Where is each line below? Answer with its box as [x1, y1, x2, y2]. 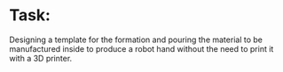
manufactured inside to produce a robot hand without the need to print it [9, 43, 274, 54]
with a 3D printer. [9, 53, 73, 63]
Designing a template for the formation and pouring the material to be [9, 34, 263, 45]
